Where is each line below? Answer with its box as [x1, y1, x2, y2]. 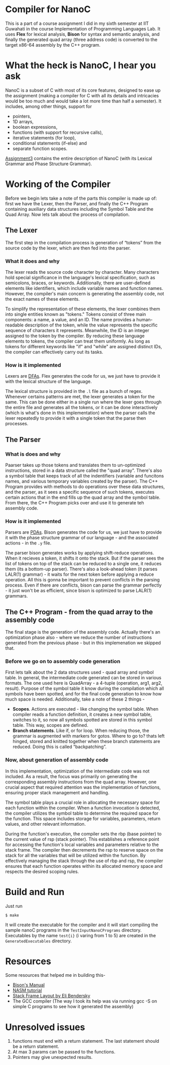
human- [136, 316, 153, 322]
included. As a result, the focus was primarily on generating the [5, 773, 138, 779]
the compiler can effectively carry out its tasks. [5, 349, 104, 355]
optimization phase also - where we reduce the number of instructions [5, 635, 152, 641]
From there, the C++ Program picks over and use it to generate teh [5, 499, 144, 505]
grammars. [5, 593, 28, 599]
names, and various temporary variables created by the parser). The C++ [5, 478, 158, 484]
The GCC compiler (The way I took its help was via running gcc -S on [12, 998, 157, 1004]
